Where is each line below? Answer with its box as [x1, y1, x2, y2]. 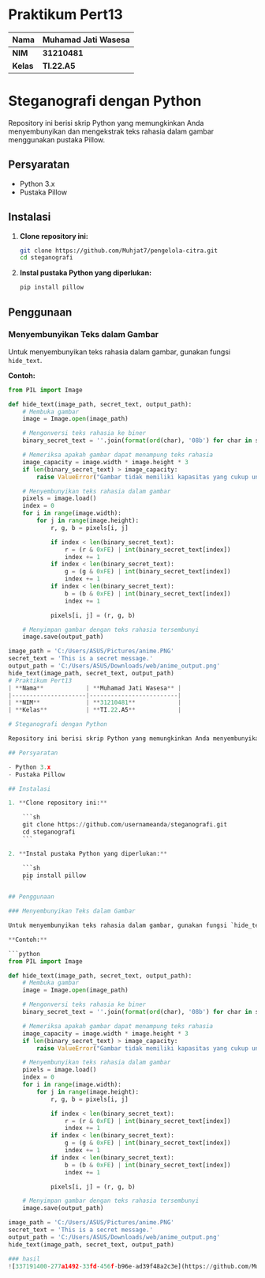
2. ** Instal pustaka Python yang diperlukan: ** [8, 849, 168, 857]
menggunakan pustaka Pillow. [8, 134, 105, 144]
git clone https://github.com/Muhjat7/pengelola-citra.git [19, 247, 218, 255]
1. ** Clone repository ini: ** [8, 799, 108, 807]
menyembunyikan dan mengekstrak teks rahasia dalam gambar [8, 127, 215, 136]
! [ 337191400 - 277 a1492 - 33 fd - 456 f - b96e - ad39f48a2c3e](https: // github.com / [8, 1262, 252, 1270]
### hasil [8, 1255, 41, 1263]
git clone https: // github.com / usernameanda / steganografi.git [22, 821, 227, 829]
